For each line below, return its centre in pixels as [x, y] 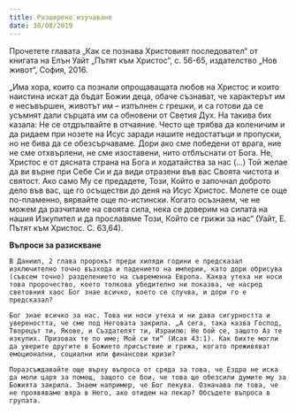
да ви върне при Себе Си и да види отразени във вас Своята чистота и [144, 171]
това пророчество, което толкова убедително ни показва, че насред [136, 284]
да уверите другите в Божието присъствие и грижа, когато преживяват [140, 346]
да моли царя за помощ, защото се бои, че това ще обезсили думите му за [148, 377]
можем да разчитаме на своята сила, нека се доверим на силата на [138, 209]
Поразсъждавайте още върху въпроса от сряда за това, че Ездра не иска [144, 369]
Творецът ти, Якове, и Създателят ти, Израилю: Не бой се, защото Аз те [146, 331]
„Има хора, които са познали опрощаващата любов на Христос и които [144, 87]
